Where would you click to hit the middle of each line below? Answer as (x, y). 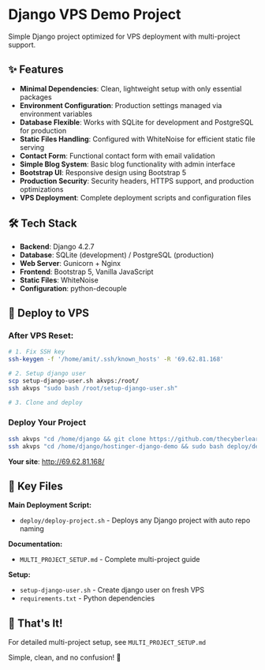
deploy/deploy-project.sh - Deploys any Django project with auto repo (135, 520)
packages (36, 97)
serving (32, 147)
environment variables (56, 114)
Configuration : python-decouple (73, 288)
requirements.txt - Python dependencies (87, 598)
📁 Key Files (35, 486)
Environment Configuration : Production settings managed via (121, 105)
